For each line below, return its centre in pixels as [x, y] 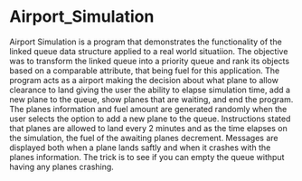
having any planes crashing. [62, 167]
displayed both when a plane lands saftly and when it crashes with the [140, 148]
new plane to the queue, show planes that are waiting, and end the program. [151, 99]
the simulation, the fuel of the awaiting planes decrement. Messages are [144, 138]
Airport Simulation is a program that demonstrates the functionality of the [146, 42]
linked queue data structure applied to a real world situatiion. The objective [149, 51]
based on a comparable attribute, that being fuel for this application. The [145, 71]
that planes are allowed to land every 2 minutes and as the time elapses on [148, 128]
